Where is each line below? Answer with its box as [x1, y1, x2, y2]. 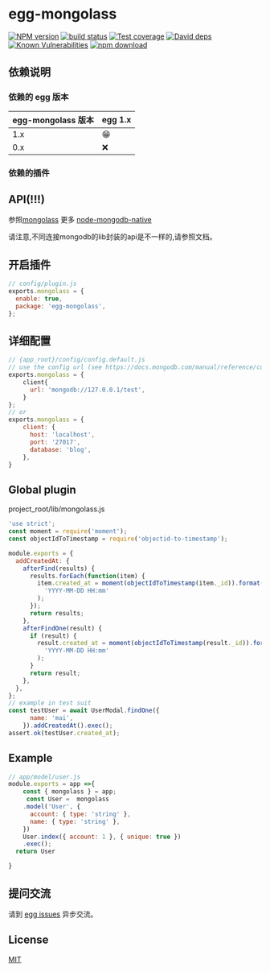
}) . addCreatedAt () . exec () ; [22, 722, 113, 730]
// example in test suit [8, 699, 92, 707]
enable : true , [15, 295, 63, 303]
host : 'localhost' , [29, 431, 95, 439]
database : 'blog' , [29, 445, 92, 453]
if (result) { [29, 631, 78, 640]
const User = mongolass [26, 795, 110, 804]
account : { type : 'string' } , [29, 810, 131, 818]
